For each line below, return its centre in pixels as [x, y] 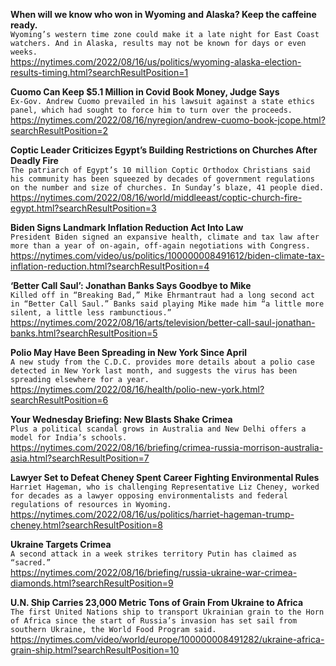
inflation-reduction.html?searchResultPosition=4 [110, 266]
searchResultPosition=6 [59, 400]
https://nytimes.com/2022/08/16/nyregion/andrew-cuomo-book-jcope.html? [168, 120]
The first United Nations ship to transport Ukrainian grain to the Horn [167, 612]
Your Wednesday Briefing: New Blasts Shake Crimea [121, 419]
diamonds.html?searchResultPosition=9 [92, 583]
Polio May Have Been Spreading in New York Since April [128, 352]
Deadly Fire [34, 160]
